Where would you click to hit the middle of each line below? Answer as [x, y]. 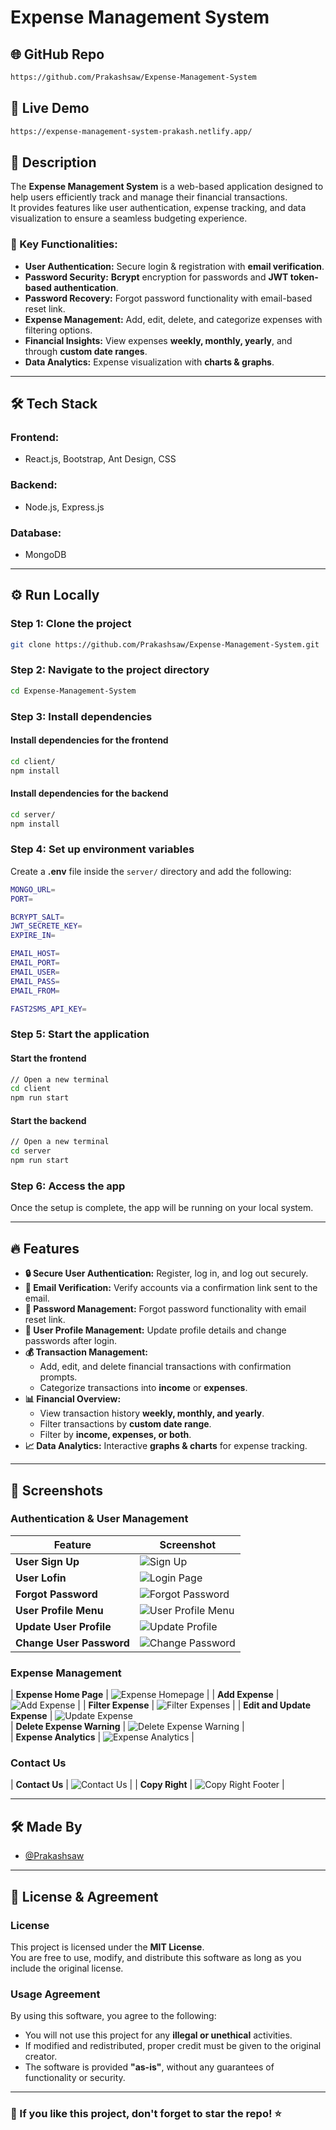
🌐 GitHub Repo [57, 54]
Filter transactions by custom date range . [125, 1424]
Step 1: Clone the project [71, 624]
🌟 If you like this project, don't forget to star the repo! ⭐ [146, 2114]
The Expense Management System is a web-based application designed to [167, 187]
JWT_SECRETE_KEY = [46, 926]
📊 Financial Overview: [73, 1399]
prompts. [58, 1377]
